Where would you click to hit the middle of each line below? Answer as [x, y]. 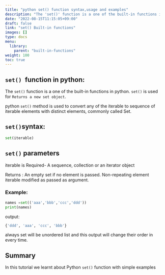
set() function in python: [45, 80]
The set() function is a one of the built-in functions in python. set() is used [82, 92]
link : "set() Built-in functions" [41, 28]
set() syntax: [25, 127]
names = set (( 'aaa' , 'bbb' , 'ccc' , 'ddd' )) [46, 202]
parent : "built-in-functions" [45, 50]
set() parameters [32, 153]
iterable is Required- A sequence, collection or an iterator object [70, 165]
